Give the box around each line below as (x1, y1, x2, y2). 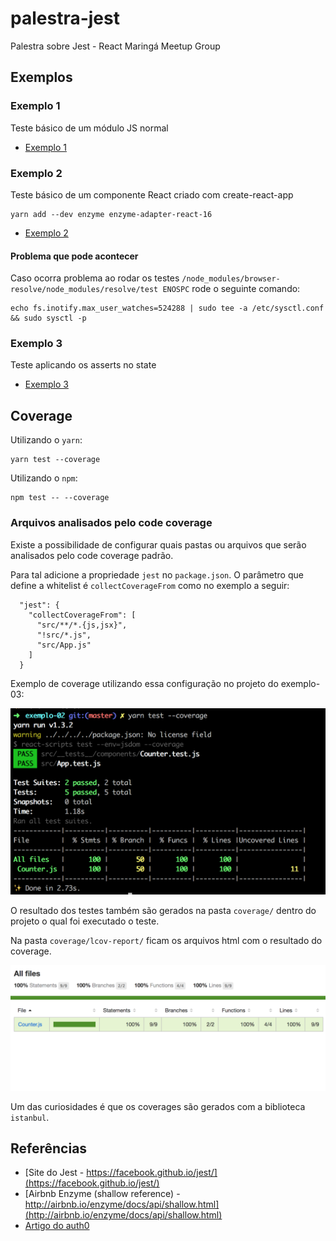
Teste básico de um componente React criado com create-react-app (10, 188, 294, 201)
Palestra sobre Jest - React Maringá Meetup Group (10, 40, 221, 52)
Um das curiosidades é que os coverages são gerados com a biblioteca (10, 1100, 306, 1112)
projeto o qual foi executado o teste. (10, 915, 160, 927)
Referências (10, 1140, 88, 1157)
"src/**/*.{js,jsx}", (36, 620, 128, 630)
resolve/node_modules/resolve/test (10, 285, 159, 295)
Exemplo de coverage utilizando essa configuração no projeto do (10, 677, 279, 689)
